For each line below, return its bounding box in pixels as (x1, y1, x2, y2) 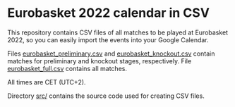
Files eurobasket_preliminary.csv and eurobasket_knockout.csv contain (7, 49, 215, 58)
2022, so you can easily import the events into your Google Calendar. (7, 35, 210, 44)
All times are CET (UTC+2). (7, 77, 86, 86)
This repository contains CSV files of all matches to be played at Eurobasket (7, 28, 228, 37)
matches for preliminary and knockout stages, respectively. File (7, 56, 192, 65)
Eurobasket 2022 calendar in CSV (7, 5, 210, 21)
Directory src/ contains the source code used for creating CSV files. (7, 92, 205, 100)
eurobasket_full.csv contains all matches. (7, 64, 127, 73)
